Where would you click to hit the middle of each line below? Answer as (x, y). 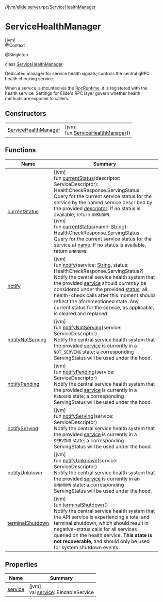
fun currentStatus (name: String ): (91, 226)
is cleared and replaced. (81, 313)
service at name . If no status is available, (100, 245)
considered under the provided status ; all (100, 289)
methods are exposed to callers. (37, 98)
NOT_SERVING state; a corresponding (94, 352)
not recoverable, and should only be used (102, 541)
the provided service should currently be (100, 283)
